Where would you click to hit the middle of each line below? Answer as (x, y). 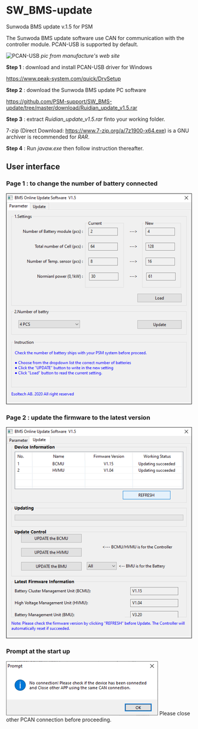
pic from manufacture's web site (80, 55)
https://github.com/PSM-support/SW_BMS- (59, 101)
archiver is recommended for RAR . (48, 137)
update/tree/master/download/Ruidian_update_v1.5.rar (72, 107)
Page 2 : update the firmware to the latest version (78, 418)
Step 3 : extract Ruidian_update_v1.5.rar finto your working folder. (86, 119)
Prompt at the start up (38, 651)
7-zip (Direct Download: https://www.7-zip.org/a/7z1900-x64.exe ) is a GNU (98, 130)
